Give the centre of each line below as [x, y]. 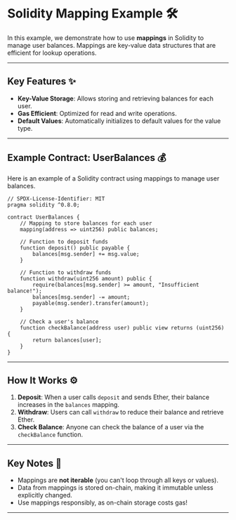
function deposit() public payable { [75, 248]
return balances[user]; [67, 340]
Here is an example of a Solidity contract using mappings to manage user [113, 178]
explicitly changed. [45, 495]
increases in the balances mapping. [68, 405]
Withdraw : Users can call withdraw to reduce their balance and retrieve [120, 412]
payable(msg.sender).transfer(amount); [91, 303]
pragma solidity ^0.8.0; [44, 204]
